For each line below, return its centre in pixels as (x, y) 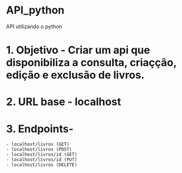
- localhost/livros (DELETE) (42, 165)
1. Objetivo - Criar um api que (78, 50)
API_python (35, 10)
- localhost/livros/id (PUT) (42, 160)
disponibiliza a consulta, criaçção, (91, 63)
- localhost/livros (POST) (39, 150)
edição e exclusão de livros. (75, 75)
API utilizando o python (34, 26)
